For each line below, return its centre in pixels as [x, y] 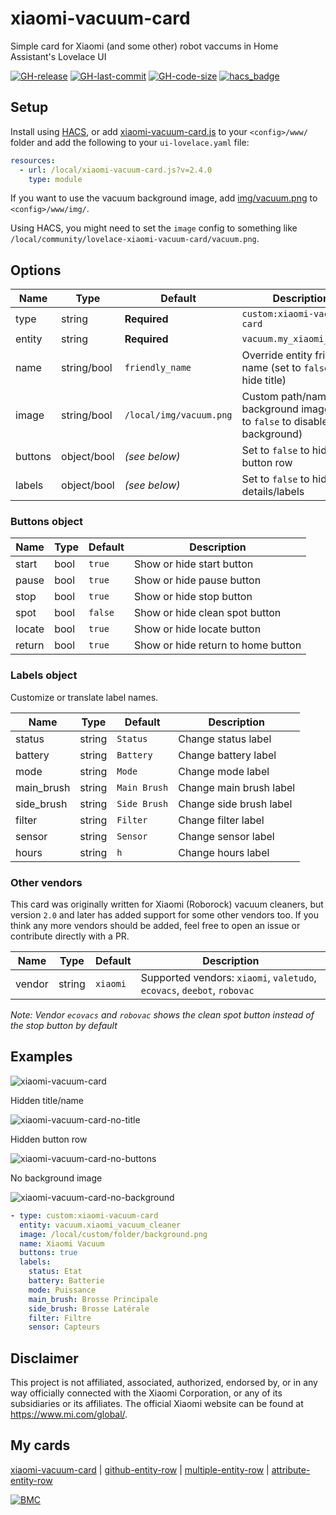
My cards [40, 1445]
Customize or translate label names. [84, 697]
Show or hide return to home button [217, 645]
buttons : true [48, 1253]
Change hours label [224, 852]
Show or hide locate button [197, 629]
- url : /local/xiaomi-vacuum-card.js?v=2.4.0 [116, 170]
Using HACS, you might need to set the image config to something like [154, 228]
